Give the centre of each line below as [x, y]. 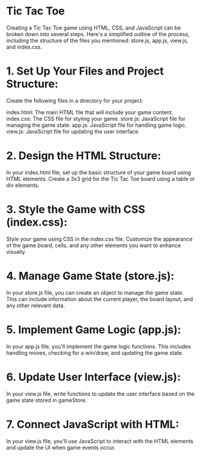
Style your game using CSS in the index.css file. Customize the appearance [100, 239]
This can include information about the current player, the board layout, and [100, 299]
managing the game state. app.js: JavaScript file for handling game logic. [97, 125]
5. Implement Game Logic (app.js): [94, 330]
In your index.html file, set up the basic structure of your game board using [99, 172]
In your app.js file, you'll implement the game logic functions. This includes [99, 346]
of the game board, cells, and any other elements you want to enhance [94, 245]
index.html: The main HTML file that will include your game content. [90, 112]
